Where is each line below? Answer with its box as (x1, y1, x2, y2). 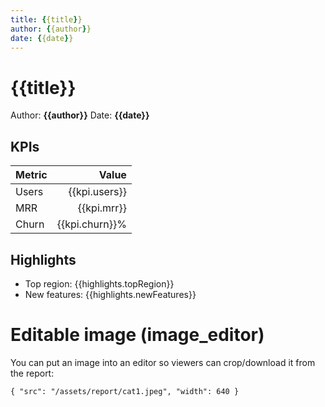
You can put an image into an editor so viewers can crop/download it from (10, 356, 316, 368)
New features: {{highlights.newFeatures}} (24, 288, 197, 300)
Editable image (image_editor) (10, 324, 265, 346)
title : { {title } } (10, 14, 83, 25)
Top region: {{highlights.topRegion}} (24, 277, 175, 290)
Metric (15, 168, 48, 182)
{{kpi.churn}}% (56, 217, 127, 231)
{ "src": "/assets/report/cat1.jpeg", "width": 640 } (10, 386, 240, 396)
